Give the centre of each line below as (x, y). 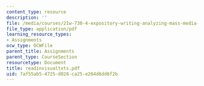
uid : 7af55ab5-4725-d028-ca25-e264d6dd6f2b (62, 74)
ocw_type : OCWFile (29, 46)
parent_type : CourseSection (42, 57)
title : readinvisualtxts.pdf (43, 68)
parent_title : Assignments (40, 51)
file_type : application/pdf (42, 29)
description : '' (27, 18)
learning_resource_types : (39, 35)
